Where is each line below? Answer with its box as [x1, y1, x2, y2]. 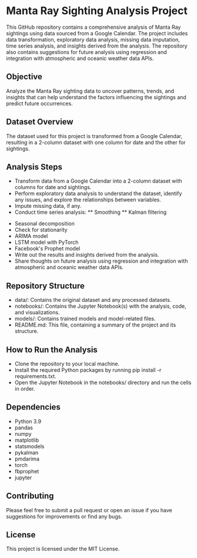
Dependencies [6, 402, 61, 412]
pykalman [14, 449, 39, 456]
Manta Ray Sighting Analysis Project [6, 4, 188, 18]
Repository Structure [6, 281, 85, 291]
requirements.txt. [14, 373, 57, 379]
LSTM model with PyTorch [14, 239, 79, 246]
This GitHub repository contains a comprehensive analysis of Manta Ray [6, 23, 181, 31]
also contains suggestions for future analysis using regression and [6, 48, 168, 55]
